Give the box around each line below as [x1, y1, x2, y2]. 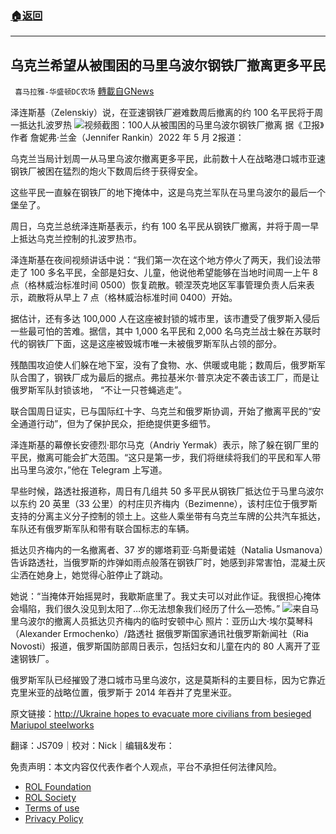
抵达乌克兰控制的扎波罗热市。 [18, 233, 142, 245]
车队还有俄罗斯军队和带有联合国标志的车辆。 [10, 523, 195, 535]
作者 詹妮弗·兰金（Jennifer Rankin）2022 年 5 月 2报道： [10, 132, 245, 144]
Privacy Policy [24, 813, 84, 825]
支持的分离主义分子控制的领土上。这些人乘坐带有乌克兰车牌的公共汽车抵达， [10, 510, 326, 522]
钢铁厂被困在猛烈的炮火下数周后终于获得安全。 [10, 165, 203, 177]
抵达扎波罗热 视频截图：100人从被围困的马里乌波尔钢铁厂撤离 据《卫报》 [18, 119, 325, 131]
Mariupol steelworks [10, 719, 95, 731]
